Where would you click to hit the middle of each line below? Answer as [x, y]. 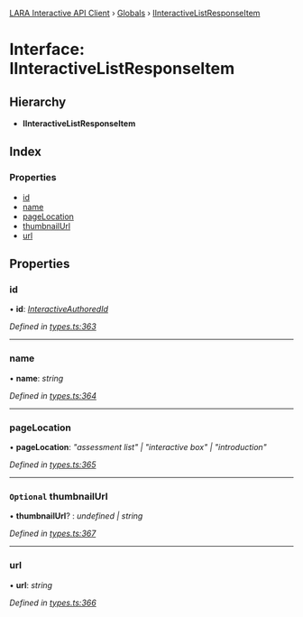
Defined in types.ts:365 [53, 465]
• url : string [31, 585]
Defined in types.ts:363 [53, 327]
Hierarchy [38, 101]
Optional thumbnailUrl [59, 496]
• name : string [37, 378]
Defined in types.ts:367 [53, 534]
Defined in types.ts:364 [53, 395]
